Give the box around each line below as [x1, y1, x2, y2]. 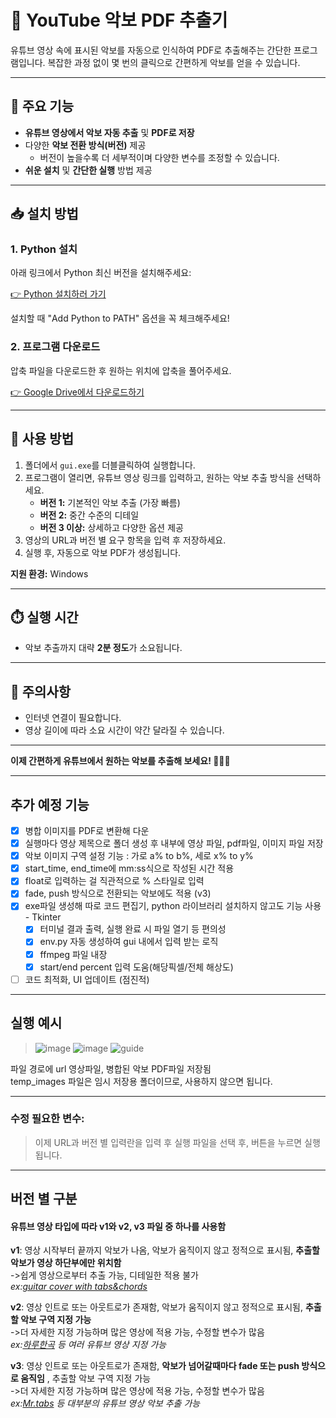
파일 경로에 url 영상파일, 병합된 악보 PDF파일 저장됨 [10, 1062, 212, 1075]
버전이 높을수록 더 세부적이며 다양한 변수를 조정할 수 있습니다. [39, 151, 280, 163]
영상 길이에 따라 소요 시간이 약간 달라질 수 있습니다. [24, 724, 225, 736]
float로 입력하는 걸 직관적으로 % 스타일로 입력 [24, 875, 205, 887]
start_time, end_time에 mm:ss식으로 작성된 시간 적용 [24, 862, 235, 875]
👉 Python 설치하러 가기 [10, 288, 107, 300]
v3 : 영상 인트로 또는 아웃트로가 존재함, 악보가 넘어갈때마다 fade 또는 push [10, 1360, 300, 1372]
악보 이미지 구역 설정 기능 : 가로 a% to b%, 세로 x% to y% [24, 850, 254, 862]
